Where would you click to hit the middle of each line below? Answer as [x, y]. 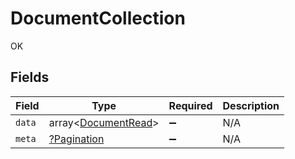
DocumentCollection [98, 18]
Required [190, 105]
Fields [30, 77]
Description [251, 105]
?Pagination [76, 139]
